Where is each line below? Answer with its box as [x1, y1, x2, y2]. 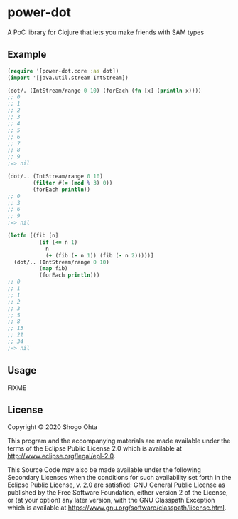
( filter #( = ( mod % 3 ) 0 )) [33, 179, 113, 186]
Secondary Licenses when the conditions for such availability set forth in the [7, 473, 232, 482]
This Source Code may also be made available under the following [7, 466, 201, 474]
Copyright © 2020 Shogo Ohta [7, 423, 98, 431]
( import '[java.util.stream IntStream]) [7, 74, 129, 81]
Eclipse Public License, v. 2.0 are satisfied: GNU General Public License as [7, 481, 225, 489]
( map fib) [38, 265, 69, 272]
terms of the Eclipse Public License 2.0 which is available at [7, 444, 183, 453]
